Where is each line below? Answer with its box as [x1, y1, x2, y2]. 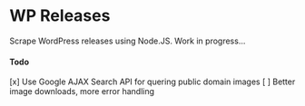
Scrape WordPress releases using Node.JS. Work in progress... [9, 35, 246, 46]
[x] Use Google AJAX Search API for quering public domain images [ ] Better [9, 76, 296, 87]
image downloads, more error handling [9, 86, 155, 97]
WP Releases [9, 5, 111, 26]
